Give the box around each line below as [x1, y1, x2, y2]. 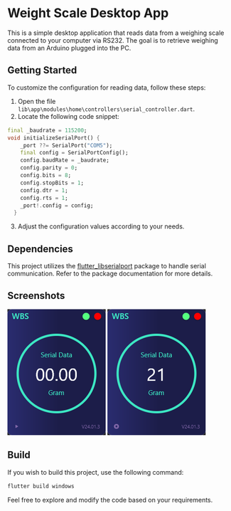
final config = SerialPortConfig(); [20, 149, 129, 157]
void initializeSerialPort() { [7, 134, 100, 142]
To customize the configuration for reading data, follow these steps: [7, 83, 206, 92]
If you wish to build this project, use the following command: [7, 468, 184, 476]
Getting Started [7, 64, 77, 76]
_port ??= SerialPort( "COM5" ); [20, 142, 113, 149]
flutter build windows [7, 483, 75, 490]
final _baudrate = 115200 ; [7, 127, 87, 134]
